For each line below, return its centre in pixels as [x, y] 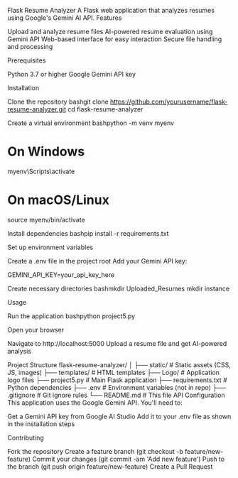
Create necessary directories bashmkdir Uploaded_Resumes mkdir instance [118, 288]
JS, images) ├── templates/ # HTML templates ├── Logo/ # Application [114, 372]
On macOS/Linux [59, 200]
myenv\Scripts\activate [41, 171]
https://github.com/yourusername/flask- [169, 102]
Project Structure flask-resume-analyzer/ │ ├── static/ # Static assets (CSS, [119, 364]
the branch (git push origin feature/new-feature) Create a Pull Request [110, 466]
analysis [20, 351]
